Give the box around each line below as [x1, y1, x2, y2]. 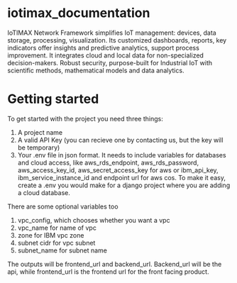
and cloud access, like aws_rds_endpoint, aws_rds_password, [17, 158, 199, 167]
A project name [17, 128, 63, 136]
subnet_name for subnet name [17, 246, 108, 255]
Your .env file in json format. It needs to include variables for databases [17, 150, 226, 159]
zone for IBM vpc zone [17, 231, 84, 239]
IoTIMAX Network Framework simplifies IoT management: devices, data [7, 28, 216, 37]
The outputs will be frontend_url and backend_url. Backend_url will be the [7, 260, 222, 268]
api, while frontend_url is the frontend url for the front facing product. [7, 267, 209, 276]
